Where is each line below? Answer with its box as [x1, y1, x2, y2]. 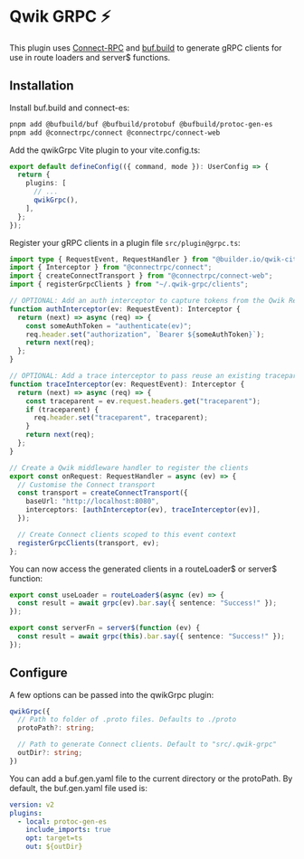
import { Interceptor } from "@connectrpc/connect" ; [9, 263, 213, 272]
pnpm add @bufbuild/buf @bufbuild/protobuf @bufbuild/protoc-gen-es [9, 119, 273, 128]
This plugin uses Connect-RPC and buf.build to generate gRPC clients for [9, 42, 282, 53]
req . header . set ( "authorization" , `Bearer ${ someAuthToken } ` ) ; [25, 330, 265, 339]
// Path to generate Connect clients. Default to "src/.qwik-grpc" [17, 740, 278, 750]
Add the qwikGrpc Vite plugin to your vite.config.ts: [9, 145, 201, 156]
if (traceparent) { [25, 405, 100, 414]
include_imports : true [25, 826, 111, 835]
